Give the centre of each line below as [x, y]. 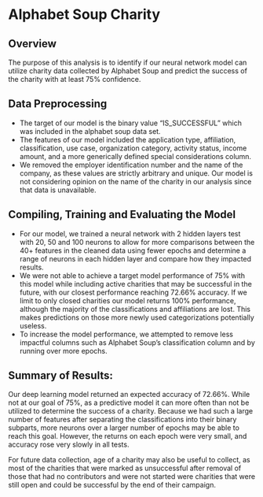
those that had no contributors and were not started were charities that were [132, 477]
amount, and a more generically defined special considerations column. [135, 156]
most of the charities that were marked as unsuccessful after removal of [125, 468]
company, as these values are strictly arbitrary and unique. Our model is [136, 173]
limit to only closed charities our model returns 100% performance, [128, 300]
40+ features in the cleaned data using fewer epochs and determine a [133, 250]
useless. [33, 325]
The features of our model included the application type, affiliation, [128, 139]
